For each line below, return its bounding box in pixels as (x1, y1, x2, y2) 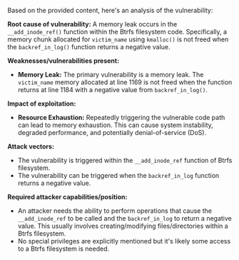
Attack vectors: (7, 142, 55, 151)
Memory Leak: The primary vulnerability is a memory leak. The (17, 71, 204, 79)
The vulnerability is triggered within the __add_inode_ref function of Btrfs (17, 156, 233, 164)
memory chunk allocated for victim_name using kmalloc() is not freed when (7, 35, 229, 44)
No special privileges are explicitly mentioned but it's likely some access (17, 237, 231, 245)
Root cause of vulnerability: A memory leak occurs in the (7, 20, 178, 28)
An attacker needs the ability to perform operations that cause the (17, 206, 213, 215)
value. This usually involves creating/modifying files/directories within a (17, 221, 228, 230)
